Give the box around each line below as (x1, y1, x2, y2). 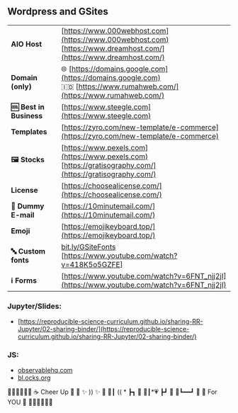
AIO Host (11, 39, 42, 49)
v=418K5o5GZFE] (61, 259, 123, 269)
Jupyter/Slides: (7, 301, 62, 311)
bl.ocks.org (17, 373, 51, 382)
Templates (11, 127, 47, 137)
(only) (11, 81, 32, 91)
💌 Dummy (11, 201, 45, 211)
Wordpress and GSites (7, 6, 108, 18)
